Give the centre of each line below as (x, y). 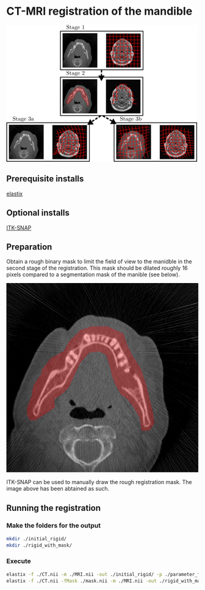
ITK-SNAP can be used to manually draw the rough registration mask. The (99, 482)
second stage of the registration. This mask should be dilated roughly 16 (97, 268)
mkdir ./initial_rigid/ (37, 539)
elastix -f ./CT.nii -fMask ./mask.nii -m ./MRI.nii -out (81, 581)
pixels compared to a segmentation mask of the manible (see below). (93, 274)
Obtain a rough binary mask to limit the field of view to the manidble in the (99, 262)
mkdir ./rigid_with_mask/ (39, 545)
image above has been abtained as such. (58, 489)
